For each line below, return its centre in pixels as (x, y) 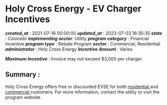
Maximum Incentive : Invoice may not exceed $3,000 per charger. (74, 58)
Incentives (28, 19)
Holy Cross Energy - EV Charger (73, 9)
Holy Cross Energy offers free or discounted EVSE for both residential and (82, 86)
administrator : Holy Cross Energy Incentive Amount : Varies (69, 49)
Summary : (23, 75)
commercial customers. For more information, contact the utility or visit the (82, 92)
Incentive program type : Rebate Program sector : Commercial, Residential (83, 43)
